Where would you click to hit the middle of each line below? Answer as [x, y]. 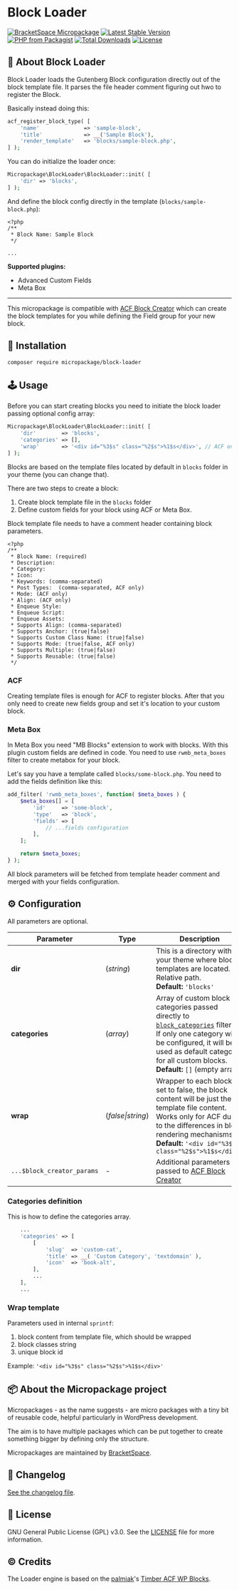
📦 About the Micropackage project [87, 1389]
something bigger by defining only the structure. [78, 1439]
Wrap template [33, 1307]
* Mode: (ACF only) [39, 594]
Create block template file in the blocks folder [84, 502]
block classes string [47, 1345]
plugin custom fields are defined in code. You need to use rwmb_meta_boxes [117, 753]
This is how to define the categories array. [69, 1217]
